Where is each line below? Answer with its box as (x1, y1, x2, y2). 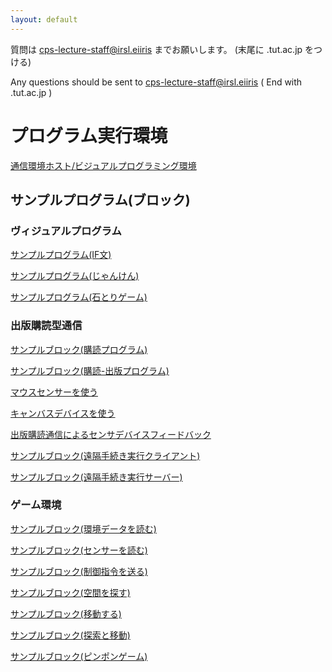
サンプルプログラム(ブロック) (10, 191, 191, 208)
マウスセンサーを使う (10, 386, 98, 398)
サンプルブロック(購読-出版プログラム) (10, 364, 170, 376)
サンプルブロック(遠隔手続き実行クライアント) (10, 449, 201, 461)
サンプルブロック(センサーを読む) (10, 544, 148, 556)
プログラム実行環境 (10, 124, 168, 147)
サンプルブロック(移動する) (10, 607, 122, 620)
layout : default (10, 14, 78, 25)
